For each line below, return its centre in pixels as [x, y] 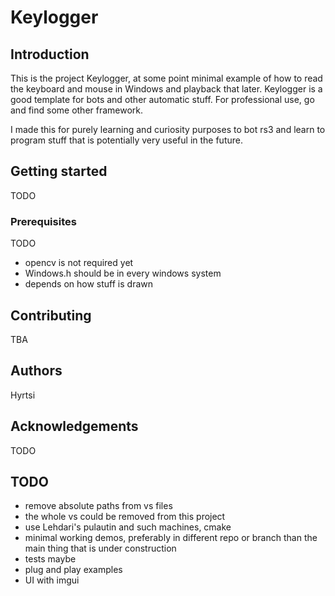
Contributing [51, 315]
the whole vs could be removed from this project [125, 517]
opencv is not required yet [79, 263]
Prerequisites [43, 221]
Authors [36, 371]
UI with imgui [52, 580]
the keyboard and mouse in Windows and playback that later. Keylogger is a [166, 89]
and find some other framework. [77, 110]
